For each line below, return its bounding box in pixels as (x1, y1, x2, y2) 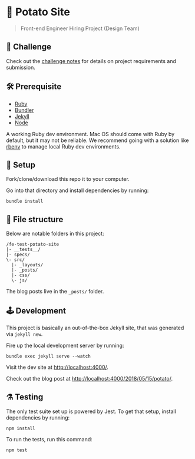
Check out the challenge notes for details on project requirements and (6, 57, 177, 64)
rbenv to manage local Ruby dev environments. (6, 143, 121, 150)
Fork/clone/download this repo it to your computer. (6, 176, 130, 183)
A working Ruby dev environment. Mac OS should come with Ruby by (6, 130, 175, 137)
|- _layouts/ (11, 262, 44, 268)
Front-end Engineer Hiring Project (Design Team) (20, 25, 140, 32)
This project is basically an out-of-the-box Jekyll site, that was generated (6, 324, 184, 331)
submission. (6, 64, 35, 71)
